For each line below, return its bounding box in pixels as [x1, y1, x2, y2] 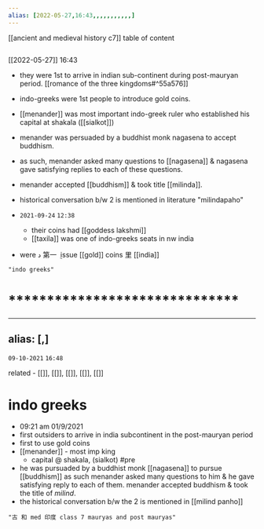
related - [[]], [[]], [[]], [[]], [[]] [8, 368, 104, 378]
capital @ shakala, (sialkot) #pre [31, 455, 136, 465]
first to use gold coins [19, 439, 90, 448]
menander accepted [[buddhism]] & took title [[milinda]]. [19, 180, 203, 189]
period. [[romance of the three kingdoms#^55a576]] [19, 78, 189, 88]
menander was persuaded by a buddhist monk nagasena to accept [19, 133, 237, 142]
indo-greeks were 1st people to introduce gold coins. [19, 93, 191, 103]
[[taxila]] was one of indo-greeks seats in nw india [31, 233, 194, 243]
